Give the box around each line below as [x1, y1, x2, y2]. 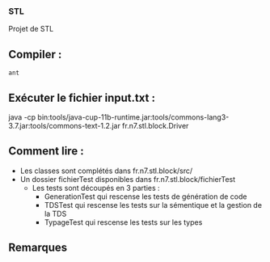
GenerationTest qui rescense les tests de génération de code [44, 192, 247, 201]
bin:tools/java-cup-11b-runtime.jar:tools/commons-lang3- [37, 112, 230, 122]
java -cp [8, 112, 36, 122]
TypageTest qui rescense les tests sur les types [44, 217, 203, 227]
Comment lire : [8, 144, 84, 158]
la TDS [44, 209, 67, 218]
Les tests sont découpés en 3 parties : [32, 183, 160, 192]
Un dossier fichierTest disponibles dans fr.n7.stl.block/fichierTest [19, 174, 236, 184]
